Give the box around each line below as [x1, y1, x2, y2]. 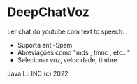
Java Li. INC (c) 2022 [7, 69, 68, 78]
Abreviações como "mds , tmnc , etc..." [17, 48, 131, 57]
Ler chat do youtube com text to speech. [7, 27, 124, 36]
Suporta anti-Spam [17, 41, 73, 49]
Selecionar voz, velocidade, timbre [17, 55, 117, 64]
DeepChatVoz [7, 4, 89, 20]
